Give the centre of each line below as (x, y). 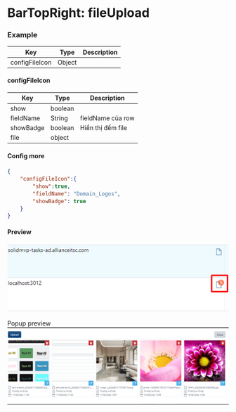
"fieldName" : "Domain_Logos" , (77, 194)
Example (22, 35)
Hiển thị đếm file (104, 128)
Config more (26, 155)
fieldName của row (107, 118)
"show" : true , (52, 186)
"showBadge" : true (59, 201)
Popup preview (29, 323)
